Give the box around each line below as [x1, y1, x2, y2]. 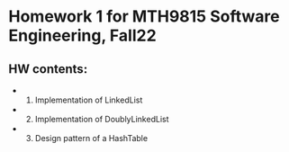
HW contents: [8, 61, 88, 76]
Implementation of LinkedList [34, 94, 143, 105]
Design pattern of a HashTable [34, 133, 149, 143]
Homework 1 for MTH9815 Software [8, 6, 280, 27]
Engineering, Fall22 [8, 25, 157, 46]
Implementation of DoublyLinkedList [34, 114, 169, 124]
